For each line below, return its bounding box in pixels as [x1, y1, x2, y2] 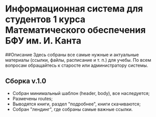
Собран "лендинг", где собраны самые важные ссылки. [12, 106, 133, 112]
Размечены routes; [12, 95, 53, 101]
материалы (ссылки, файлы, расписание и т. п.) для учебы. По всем [5, 57, 151, 63]
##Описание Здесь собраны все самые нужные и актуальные [5, 51, 139, 58]
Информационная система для [5, 3, 143, 15]
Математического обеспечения [5, 25, 146, 36]
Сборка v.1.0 [5, 77, 47, 85]
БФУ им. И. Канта [5, 35, 82, 47]
